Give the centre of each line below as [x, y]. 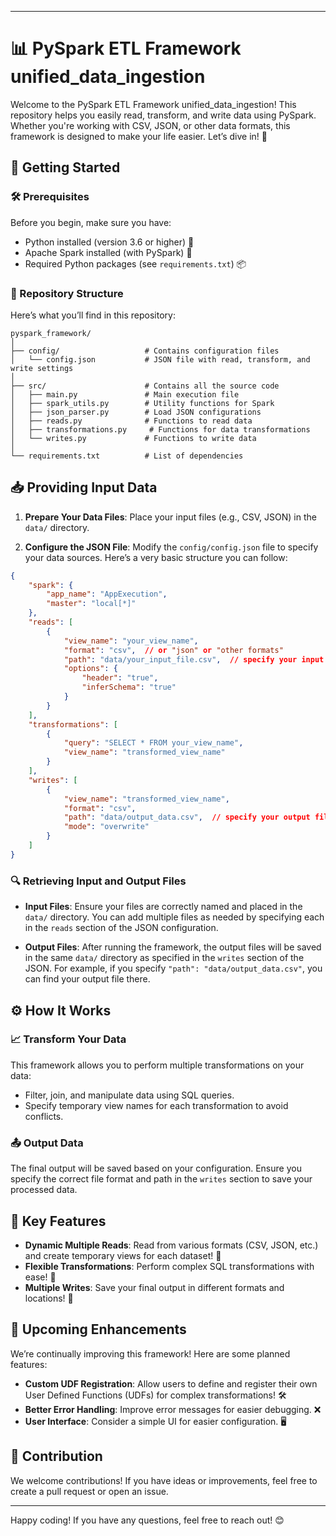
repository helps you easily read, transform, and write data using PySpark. [163, 115]
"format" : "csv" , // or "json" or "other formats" [173, 650]
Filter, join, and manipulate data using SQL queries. [129, 1095]
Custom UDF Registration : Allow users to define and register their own [171, 1383]
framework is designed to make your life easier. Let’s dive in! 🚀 [139, 136]
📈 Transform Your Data [68, 1039]
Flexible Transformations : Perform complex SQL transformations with [169, 1266]
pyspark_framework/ [51, 333]
